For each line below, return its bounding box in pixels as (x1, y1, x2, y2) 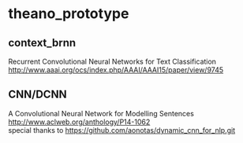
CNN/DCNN (8, 88, 67, 101)
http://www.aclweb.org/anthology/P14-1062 (8, 117, 151, 126)
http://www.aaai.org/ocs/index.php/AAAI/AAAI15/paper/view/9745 (8, 65, 224, 75)
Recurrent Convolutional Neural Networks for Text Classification (8, 57, 217, 66)
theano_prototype (8, 5, 129, 23)
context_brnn (8, 36, 77, 49)
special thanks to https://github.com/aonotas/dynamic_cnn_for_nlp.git (8, 125, 236, 134)
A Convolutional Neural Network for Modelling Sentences (8, 108, 195, 118)
